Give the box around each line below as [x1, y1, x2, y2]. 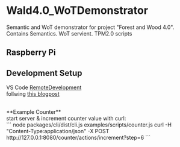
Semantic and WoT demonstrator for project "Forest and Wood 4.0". [6, 23, 175, 31]
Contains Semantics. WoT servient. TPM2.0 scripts [6, 30, 132, 37]
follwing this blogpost [6, 90, 60, 98]
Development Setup [6, 67, 82, 78]
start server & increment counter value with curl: [6, 115, 126, 122]
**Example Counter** [6, 108, 61, 116]
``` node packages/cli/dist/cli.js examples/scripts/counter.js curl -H [6, 121, 172, 128]
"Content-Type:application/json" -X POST [6, 128, 110, 135]
